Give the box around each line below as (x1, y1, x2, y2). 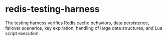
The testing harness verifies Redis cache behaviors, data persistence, (5, 20, 149, 26)
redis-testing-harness (5, 3, 100, 15)
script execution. (5, 30, 40, 36)
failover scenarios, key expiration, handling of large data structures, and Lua (5, 25, 162, 31)
